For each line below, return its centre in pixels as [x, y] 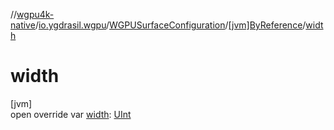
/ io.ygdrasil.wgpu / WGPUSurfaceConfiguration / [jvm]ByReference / [170, 25]
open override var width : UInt [71, 114]
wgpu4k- [35, 14]
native [23, 25]
